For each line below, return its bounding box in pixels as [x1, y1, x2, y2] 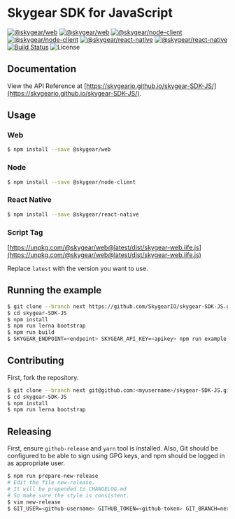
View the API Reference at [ [7, 82, 87, 90]
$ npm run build [7, 329, 55, 336]
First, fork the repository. [7, 373, 79, 381]
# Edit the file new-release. [7, 479, 96, 486]
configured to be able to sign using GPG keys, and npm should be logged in [7, 452, 225, 460]
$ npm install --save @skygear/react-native [7, 211, 139, 218]
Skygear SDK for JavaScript [7, 5, 173, 21]
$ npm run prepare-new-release [7, 473, 99, 480]
